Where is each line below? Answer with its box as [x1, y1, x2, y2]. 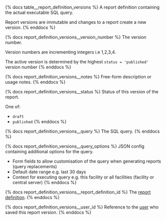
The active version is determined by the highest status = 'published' [5, 59, 149, 64]
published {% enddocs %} [12, 119, 67, 124]
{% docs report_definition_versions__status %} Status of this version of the [5, 89, 159, 94]
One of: [5, 104, 21, 109]
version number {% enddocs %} [5, 64, 71, 70]
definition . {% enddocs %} [5, 195, 60, 200]
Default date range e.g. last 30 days [12, 169, 86, 175]
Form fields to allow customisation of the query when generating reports [12, 158, 162, 164]
